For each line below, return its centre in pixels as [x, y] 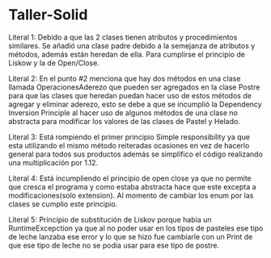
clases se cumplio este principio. [63, 204]
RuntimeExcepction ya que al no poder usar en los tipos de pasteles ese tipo [136, 228]
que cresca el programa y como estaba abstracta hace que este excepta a [132, 186]
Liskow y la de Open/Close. [54, 63]
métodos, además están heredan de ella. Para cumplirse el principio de [127, 54]
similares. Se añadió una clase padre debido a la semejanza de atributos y [132, 45]
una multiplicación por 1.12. [53, 162]
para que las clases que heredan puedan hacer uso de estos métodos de [130, 95]
